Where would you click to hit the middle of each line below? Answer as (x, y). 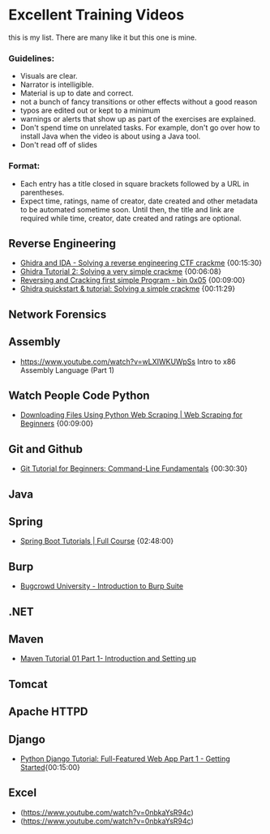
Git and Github (46, 449)
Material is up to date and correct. (77, 93)
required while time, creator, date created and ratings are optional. (131, 218)
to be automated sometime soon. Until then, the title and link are (127, 209)
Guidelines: (32, 58)
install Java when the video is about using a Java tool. (110, 136)
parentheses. (42, 192)
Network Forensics (58, 314)
